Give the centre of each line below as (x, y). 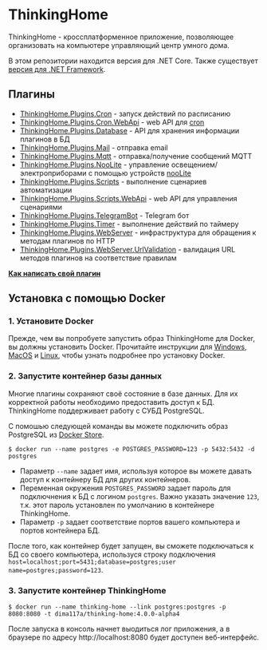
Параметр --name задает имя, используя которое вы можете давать (136, 471)
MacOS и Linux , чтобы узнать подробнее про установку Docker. (117, 355)
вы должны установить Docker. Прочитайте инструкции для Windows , (128, 347)
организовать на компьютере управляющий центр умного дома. (119, 45)
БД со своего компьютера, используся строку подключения (112, 554)
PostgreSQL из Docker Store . (56, 434)
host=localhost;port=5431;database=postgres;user (92, 562)
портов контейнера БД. (60, 530)
